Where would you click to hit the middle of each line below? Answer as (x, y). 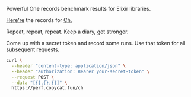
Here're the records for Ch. (39, 20)
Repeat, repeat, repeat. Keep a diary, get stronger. (67, 32)
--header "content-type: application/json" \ (69, 66)
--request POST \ (33, 77)
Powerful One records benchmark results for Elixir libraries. (79, 9)
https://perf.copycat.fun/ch (47, 88)
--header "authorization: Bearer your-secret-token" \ (81, 71)
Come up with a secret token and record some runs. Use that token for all (96, 43)
